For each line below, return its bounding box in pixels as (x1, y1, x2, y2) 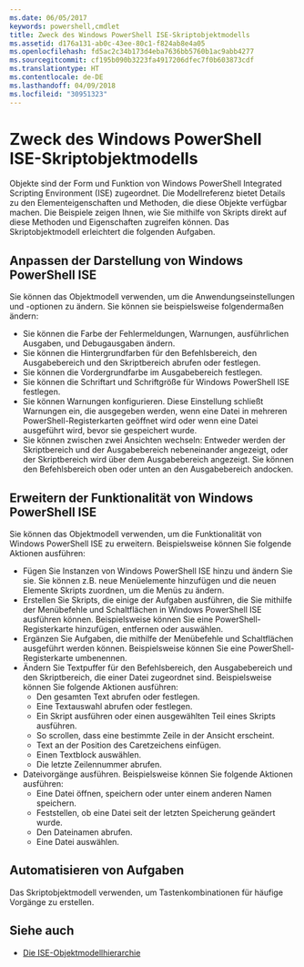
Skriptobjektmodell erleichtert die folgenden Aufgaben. (9, 227, 216, 238)
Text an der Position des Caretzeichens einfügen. (35, 739, 221, 751)
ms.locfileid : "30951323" (9, 89, 107, 98)
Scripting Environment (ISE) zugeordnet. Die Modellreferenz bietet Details (9, 188, 286, 198)
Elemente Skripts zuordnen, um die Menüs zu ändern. (22, 585, 225, 596)
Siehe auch (9, 923, 75, 939)
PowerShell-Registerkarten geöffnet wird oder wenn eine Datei (22, 415, 258, 426)
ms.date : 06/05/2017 (9, 13, 88, 23)
